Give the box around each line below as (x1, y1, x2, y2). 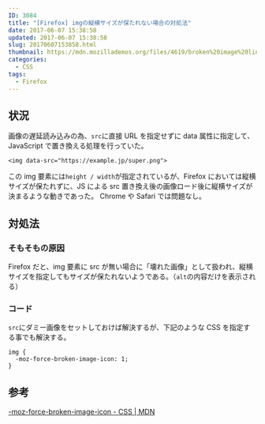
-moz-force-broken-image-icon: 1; (15, 355, 129, 363)
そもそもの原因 (8, 242, 65, 253)
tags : (8, 70, 26, 78)
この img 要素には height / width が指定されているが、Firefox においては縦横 (8, 171, 256, 182)
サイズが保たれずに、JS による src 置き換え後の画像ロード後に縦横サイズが (8, 182, 253, 191)
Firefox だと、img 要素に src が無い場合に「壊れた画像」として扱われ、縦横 (8, 262, 254, 271)
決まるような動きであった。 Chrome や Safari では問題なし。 (8, 191, 207, 201)
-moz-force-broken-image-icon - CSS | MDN (8, 407, 155, 417)
